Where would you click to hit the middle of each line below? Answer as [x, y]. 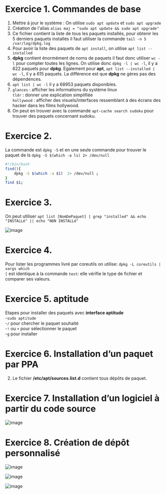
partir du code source [51, 409]
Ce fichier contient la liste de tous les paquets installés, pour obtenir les [85, 33]
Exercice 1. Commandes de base [73, 9]
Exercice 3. [28, 203]
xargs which [17, 269]
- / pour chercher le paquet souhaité [42, 323]
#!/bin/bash [17, 164]
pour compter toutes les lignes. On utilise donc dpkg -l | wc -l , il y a [86, 63]
